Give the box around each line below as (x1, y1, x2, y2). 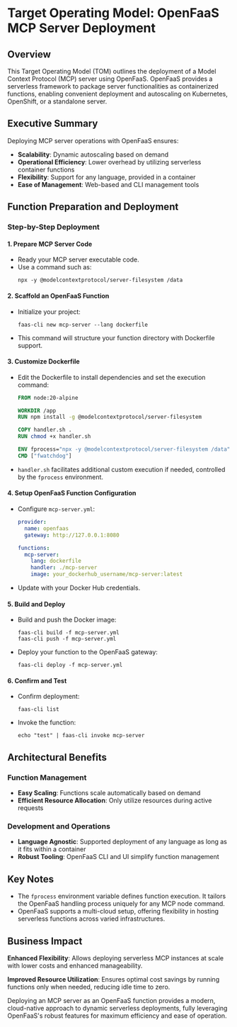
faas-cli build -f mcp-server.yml (17, 629, 120, 636)
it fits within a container (17, 845, 86, 853)
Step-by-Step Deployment (7, 222, 100, 232)
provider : (17, 519, 47, 526)
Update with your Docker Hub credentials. (17, 583, 141, 593)
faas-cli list (17, 706, 59, 713)
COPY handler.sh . (17, 427, 72, 434)
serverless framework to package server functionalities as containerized (7, 82, 219, 90)
